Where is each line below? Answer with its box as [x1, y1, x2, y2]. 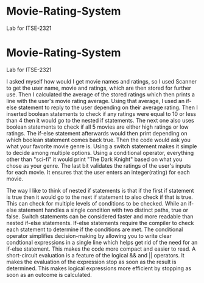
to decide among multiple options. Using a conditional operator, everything [6, 149, 194, 156]
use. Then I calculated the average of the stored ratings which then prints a [6, 90, 195, 98]
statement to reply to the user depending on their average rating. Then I [18, 104, 198, 111]
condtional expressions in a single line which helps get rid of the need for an [6, 238, 198, 246]
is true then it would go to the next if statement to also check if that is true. [6, 193, 193, 201]
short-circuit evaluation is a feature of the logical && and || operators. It [6, 251, 185, 259]
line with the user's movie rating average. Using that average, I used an [6, 97, 185, 104]
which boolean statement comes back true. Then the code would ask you [6, 136, 191, 143]
